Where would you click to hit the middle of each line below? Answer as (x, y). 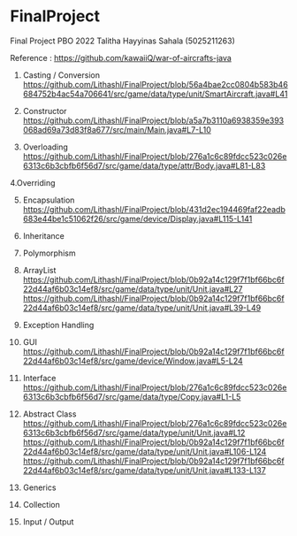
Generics (39, 487)
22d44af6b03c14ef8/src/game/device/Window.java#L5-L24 (133, 361)
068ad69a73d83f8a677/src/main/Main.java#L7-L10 (117, 129)
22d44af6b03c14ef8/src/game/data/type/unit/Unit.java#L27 (133, 288)
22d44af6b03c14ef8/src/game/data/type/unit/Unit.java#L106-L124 (145, 451)
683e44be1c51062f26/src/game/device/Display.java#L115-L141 (137, 218)
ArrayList (39, 270)
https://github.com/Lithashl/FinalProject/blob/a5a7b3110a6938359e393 (153, 120)
